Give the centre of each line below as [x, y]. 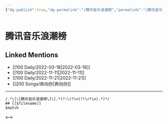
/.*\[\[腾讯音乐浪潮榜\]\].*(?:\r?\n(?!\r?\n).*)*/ [57, 99]
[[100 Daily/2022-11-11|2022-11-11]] [48, 72]
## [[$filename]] [23, 103]
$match [12, 108]
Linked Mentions [32, 55]
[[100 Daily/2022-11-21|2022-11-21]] [49, 78]
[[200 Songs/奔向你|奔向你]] [41, 84]
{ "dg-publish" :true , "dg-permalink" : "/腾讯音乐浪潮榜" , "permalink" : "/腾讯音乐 [84, 10]
